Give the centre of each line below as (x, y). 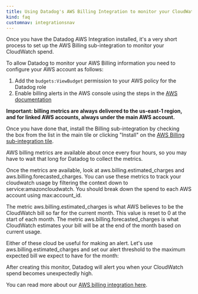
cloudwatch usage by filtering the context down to (67, 183)
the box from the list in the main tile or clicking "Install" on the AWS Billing (95, 135)
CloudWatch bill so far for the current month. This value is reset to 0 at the (96, 213)
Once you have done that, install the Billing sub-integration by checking (93, 129)
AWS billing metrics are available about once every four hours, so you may (96, 153)
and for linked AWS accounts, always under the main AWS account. (90, 117)
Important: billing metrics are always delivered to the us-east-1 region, (94, 111)
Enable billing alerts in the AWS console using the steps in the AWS (96, 93)
